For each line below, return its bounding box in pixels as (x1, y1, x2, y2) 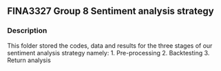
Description (7, 26, 48, 35)
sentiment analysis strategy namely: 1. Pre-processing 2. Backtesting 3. (7, 48, 210, 57)
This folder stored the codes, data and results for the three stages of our (7, 41, 213, 50)
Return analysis (7, 56, 52, 64)
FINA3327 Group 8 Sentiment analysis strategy (7, 5, 215, 17)
